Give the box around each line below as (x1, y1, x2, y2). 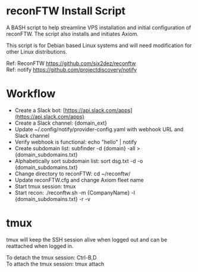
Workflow (6, 87, 56, 101)
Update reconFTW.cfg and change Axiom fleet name (14, 176, 144, 183)
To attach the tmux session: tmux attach (6, 260, 105, 267)
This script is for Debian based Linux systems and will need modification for (6, 42, 192, 49)
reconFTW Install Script (6, 4, 126, 18)
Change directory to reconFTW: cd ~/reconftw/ (14, 170, 131, 177)
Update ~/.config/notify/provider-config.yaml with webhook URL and (14, 125, 184, 132)
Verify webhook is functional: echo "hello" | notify (14, 138, 137, 146)
